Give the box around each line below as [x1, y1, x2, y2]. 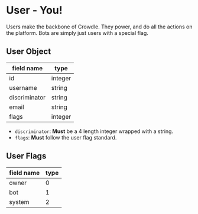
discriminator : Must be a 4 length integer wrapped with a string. [14, 128, 173, 135]
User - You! [6, 4, 63, 17]
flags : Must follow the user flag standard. [14, 134, 117, 141]
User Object [6, 47, 51, 57]
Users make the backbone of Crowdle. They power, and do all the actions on [6, 23, 193, 30]
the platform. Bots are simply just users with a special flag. [6, 29, 149, 36]
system [9, 197, 30, 206]
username [9, 83, 37, 92]
